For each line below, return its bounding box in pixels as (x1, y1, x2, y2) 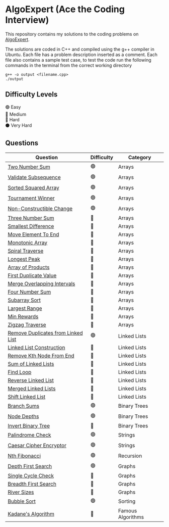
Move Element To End (8, 231, 59, 238)
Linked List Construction (8, 344, 65, 351)
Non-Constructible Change (8, 205, 73, 212)
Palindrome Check (8, 432, 51, 439)
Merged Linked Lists (8, 385, 56, 392)
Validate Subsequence (8, 174, 61, 181)
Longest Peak (8, 255, 40, 262)
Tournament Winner (8, 195, 55, 202)
